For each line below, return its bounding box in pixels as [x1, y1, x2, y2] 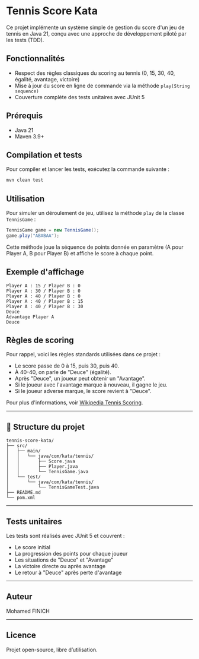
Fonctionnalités [6, 53, 65, 64]
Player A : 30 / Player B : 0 [6, 288, 81, 294]
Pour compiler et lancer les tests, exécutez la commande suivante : [6, 166, 170, 173]
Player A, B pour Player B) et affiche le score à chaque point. [6, 249, 154, 256]
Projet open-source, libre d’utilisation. [6, 646, 98, 653]
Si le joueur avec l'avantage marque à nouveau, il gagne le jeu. [14, 381, 168, 388]
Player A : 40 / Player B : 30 [6, 303, 84, 309]
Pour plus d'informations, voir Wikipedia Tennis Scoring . [6, 399, 143, 406]
